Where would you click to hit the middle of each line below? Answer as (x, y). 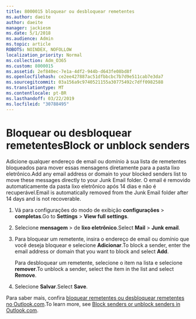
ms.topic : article (28, 44)
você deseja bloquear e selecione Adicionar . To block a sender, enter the (102, 245)
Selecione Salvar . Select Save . (51, 287)
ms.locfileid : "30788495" (37, 104)
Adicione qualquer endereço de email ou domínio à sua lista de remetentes (96, 162)
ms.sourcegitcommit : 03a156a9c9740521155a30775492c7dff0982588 (85, 83)
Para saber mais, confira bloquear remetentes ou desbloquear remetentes (95, 298)
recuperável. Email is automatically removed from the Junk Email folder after (97, 193)
